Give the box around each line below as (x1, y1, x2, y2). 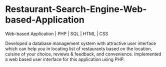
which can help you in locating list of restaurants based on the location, (5, 45, 152, 51)
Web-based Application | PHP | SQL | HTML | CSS (5, 30, 108, 36)
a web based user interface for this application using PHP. (5, 56, 125, 62)
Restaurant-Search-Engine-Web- (5, 3, 147, 15)
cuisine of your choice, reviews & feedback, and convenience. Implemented (5, 51, 161, 57)
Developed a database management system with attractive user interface (5, 40, 156, 46)
